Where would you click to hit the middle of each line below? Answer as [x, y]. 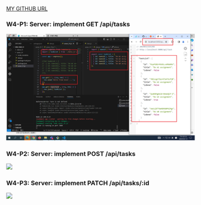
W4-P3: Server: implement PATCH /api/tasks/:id [78, 183]
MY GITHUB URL [27, 9]
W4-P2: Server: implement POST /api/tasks [71, 153]
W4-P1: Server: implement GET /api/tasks [68, 24]
